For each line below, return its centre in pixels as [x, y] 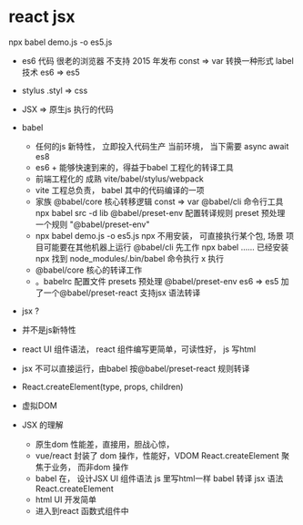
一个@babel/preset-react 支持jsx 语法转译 [122, 293]
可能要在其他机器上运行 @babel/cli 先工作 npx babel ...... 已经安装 [166, 247]
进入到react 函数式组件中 [82, 510]
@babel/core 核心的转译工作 [89, 270]
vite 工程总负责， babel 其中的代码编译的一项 [120, 190]
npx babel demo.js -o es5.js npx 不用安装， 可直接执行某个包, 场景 [159, 235]
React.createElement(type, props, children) [102, 386]
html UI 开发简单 [66, 499]
